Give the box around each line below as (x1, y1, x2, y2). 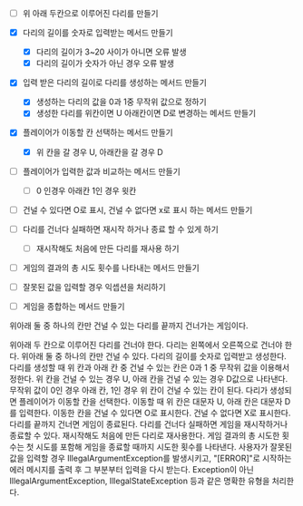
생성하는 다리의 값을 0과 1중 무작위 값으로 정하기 (35, 96, 207, 107)
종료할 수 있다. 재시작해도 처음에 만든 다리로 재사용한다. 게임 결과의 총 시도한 (9, 430, 280, 442)
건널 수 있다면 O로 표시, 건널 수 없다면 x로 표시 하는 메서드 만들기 (22, 204, 253, 215)
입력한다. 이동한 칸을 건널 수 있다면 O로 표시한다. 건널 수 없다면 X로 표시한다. (18, 407, 291, 419)
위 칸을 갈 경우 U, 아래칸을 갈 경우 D (35, 146, 163, 157)
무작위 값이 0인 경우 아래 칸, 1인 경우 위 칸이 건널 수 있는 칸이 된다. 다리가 (9, 384, 269, 396)
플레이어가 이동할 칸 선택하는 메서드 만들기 (22, 127, 174, 138)
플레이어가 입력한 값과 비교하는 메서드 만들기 (22, 166, 181, 177)
